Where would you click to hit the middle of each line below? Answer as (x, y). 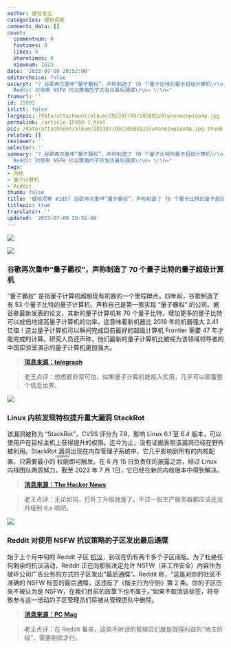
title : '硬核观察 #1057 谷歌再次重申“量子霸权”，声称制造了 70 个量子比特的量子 (111, 199)
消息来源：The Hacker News (65, 485)
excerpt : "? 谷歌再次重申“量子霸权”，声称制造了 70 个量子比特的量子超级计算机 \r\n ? (117, 84)
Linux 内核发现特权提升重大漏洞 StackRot (76, 418)
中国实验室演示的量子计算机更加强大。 (61, 347)
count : (16, 33)
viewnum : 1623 (33, 65)
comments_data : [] (33, 26)
